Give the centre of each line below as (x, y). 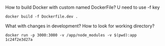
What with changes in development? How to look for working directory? (80, 26)
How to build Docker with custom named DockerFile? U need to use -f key (83, 7)
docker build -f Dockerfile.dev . (42, 17)
